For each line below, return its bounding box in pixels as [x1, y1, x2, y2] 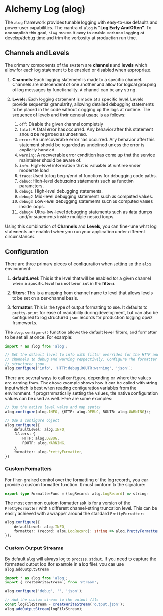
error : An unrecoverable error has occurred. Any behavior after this [19, 136, 155, 142]
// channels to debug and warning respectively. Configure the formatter [5, 357, 158, 362]
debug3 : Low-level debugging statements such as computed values [19, 198, 153, 204]
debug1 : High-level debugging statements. [19, 188, 103, 194]
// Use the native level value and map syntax [5, 404, 101, 410]
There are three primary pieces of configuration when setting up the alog [5, 261, 151, 266]
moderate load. [19, 167, 50, 173]
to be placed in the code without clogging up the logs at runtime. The [12, 106, 150, 112]
